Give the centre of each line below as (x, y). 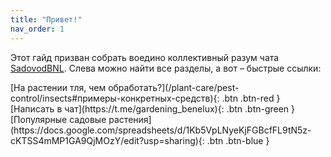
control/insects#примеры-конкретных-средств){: (115, 98)
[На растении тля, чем (58, 87)
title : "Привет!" (46, 19)
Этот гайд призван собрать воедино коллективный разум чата (145, 57)
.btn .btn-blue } (238, 140)
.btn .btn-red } (251, 98)
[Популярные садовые (58, 119)
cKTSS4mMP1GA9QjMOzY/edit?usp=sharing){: (107, 140)
